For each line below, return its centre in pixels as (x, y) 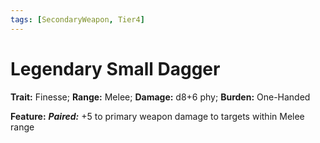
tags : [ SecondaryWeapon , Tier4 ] (77, 19)
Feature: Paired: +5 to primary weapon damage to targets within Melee (157, 116)
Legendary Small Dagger (115, 68)
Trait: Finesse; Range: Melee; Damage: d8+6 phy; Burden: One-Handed (160, 97)
